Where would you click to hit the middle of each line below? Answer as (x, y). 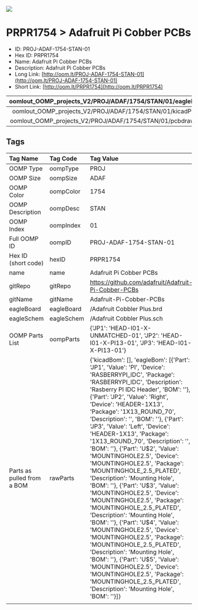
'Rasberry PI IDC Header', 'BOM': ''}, (140, 389)
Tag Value (104, 158)
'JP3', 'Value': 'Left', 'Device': (130, 426)
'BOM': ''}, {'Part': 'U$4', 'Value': (134, 522)
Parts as (20, 471)
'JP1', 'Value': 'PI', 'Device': (127, 367)
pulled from (25, 478)
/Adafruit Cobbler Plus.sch (126, 318)
